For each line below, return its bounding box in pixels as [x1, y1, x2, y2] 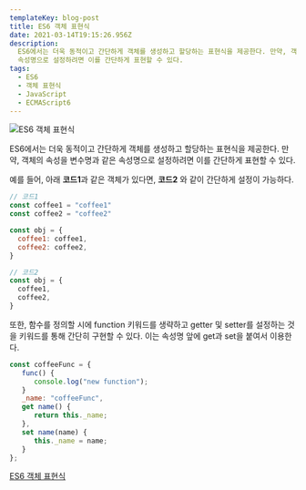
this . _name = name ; [33, 436, 107, 445]
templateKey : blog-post [9, 13, 100, 23]
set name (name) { [21, 427, 88, 437]
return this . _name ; [33, 411, 107, 420]
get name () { [21, 403, 71, 412]
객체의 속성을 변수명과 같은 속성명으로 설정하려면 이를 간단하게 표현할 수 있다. [21, 155, 296, 166]
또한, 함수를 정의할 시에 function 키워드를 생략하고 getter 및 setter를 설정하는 [9, 319, 286, 330]
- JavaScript [17, 89, 67, 98]
